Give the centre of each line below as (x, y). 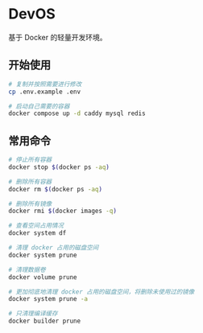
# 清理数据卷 (27, 269)
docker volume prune (43, 277)
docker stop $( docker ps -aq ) (59, 167)
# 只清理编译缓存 (33, 314)
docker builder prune (45, 321)
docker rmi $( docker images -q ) (62, 211)
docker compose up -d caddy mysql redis (77, 113)
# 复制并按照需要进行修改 (45, 84)
